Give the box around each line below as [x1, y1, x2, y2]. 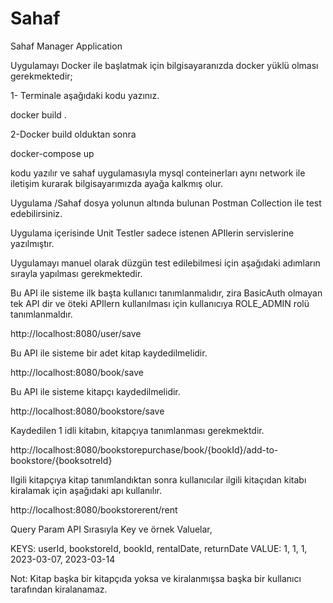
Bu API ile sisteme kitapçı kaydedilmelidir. [10, 385, 181, 397]
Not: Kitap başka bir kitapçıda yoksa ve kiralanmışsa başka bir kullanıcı [10, 572, 302, 584]
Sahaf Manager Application [10, 40, 123, 52]
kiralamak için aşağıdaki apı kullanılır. [10, 484, 162, 496]
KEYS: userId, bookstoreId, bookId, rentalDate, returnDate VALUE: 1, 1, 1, [10, 542, 308, 554]
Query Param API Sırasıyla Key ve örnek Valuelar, [10, 523, 213, 535]
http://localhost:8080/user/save [10, 327, 142, 339]
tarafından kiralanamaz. [10, 583, 108, 595]
